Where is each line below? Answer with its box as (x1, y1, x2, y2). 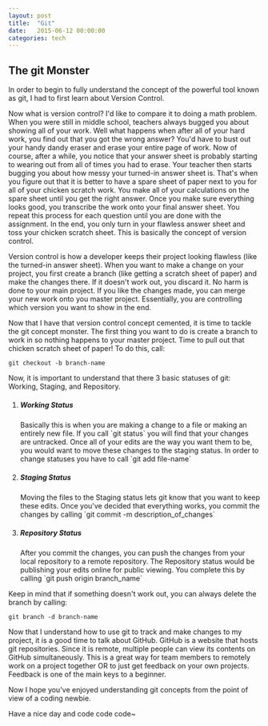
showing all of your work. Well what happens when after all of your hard (8, 126, 246, 136)
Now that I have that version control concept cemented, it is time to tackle (8, 318, 252, 328)
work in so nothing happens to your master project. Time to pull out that (8, 335, 246, 345)
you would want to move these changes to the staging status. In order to (19, 445, 259, 456)
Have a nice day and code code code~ (8, 708, 136, 718)
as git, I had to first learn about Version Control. (8, 94, 165, 103)
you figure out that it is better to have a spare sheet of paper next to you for (8, 177, 258, 186)
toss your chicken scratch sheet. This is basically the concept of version (8, 228, 246, 237)
